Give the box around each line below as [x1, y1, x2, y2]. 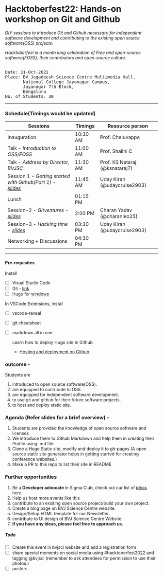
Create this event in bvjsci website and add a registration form [12, 544, 137, 550]
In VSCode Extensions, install [5, 301, 64, 306]
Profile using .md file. [12, 441, 55, 447]
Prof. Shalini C [100, 148, 132, 155]
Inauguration [7, 134, 36, 141]
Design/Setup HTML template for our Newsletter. [12, 510, 110, 516]
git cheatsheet [12, 320, 41, 325]
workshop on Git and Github [5, 14, 120, 25]
